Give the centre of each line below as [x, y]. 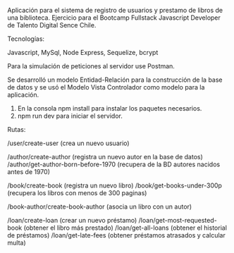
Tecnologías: [26, 39]
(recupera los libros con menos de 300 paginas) [77, 193]
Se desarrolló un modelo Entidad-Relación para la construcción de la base [115, 80]
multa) [17, 243]
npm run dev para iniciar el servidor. [70, 116]
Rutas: [17, 129]
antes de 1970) [29, 172]
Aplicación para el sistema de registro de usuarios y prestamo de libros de [115, 10]
